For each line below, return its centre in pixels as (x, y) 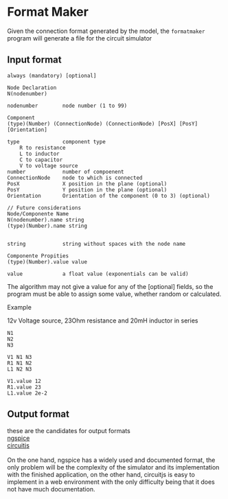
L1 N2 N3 (20, 369)
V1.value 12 (24, 381)
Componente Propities (38, 256)
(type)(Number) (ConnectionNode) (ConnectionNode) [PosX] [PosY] (102, 124)
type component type (57, 141)
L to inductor (39, 154)
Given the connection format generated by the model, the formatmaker (106, 31)
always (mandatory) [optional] (52, 76)
